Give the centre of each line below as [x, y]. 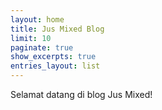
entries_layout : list [55, 66]
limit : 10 [31, 38]
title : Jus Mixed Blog [57, 29]
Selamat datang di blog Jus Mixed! [81, 94]
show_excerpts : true [53, 57]
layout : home [37, 19]
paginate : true [42, 47]
